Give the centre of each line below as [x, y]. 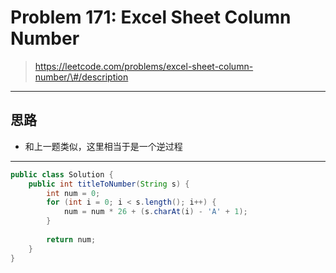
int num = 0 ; [73, 193]
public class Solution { [62, 174]
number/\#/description [81, 77]
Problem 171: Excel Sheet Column [151, 17]
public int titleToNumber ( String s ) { [109, 184]
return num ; [71, 239]
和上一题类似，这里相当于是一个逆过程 [103, 146]
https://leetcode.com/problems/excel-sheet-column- [144, 66]
